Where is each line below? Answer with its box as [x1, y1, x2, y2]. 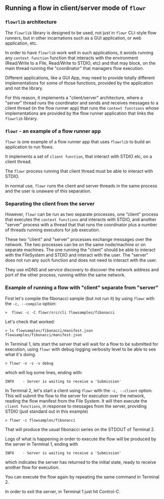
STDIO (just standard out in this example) [5, 408, 88, 414]
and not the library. [5, 85, 44, 91]
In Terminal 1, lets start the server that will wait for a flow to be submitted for [5, 341, 159, 347]
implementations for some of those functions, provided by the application [5, 80, 153, 86]
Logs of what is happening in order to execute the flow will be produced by [5, 436, 157, 442]
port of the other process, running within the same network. [5, 272, 126, 278]
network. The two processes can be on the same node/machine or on [5, 242, 146, 248]
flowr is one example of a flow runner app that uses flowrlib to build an [5, 139, 151, 144]
